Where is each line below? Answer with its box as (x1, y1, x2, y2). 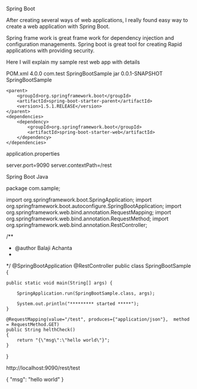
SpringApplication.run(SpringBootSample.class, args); (17, 290, 155, 296)
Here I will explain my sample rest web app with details (6, 59, 141, 65)
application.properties (6, 150, 61, 157)
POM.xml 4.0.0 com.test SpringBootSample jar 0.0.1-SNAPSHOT (6, 70, 163, 77)
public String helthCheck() (6, 327, 76, 333)
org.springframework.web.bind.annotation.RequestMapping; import (6, 209, 171, 216)
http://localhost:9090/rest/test (6, 365, 80, 371)
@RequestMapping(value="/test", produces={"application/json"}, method (6, 317, 190, 322)
